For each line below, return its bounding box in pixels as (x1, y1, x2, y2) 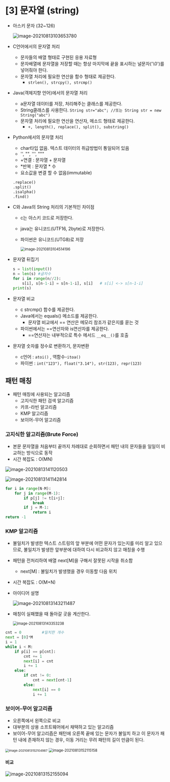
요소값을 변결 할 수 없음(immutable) (20, 169, 92, 175)
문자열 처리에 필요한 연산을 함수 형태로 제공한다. (20, 73, 116, 79)
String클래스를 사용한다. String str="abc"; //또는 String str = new (20, 107, 162, 113)
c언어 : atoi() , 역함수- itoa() (20, 353, 81, 360)
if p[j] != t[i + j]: (23, 496, 65, 501)
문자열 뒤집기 (12, 256, 39, 262)
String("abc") (20, 113, 51, 118)
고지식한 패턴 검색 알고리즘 (20, 397, 74, 404)
